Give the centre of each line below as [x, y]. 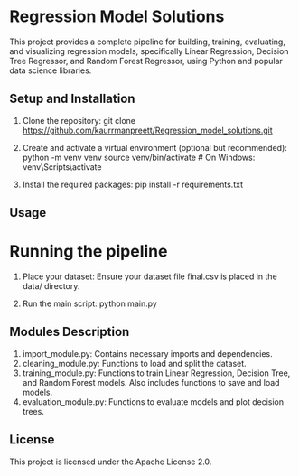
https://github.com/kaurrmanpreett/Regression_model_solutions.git [147, 130]
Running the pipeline [89, 252]
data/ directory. [51, 286]
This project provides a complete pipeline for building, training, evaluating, [148, 42]
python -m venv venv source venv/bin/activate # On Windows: [139, 157]
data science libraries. [51, 70]
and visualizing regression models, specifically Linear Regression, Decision [149, 51]
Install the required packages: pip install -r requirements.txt [133, 184]
